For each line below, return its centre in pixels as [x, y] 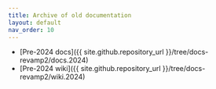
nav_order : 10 [31, 30]
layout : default [35, 23]
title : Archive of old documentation [70, 15]
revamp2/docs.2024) [54, 60]
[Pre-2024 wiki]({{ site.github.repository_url [90, 69]
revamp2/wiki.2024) [52, 77]
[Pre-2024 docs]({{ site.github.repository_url [92, 52]
